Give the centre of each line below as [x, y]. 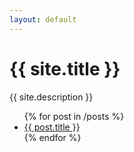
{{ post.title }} [52, 127]
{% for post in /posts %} [74, 116]
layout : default [43, 19]
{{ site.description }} [51, 97]
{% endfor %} [52, 137]
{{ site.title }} [65, 68]
